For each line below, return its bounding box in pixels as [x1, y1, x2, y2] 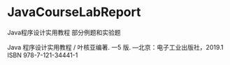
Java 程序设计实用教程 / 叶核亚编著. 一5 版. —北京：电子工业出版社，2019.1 [7, 43, 224, 51]
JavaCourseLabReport [7, 4, 141, 20]
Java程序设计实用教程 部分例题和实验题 [7, 28, 121, 36]
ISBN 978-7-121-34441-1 [7, 50, 78, 59]
